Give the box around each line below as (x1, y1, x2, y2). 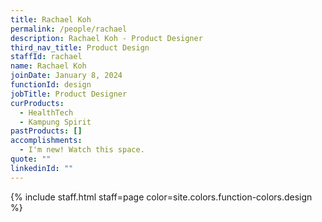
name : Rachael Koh (10, 61, 87, 71)
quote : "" (10, 154, 52, 164)
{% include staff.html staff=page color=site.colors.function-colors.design (10, 191, 313, 203)
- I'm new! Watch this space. (19, 145, 145, 155)
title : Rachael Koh (10, 14, 92, 25)
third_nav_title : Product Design (10, 42, 150, 53)
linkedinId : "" (10, 163, 74, 173)
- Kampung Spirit (19, 117, 92, 127)
